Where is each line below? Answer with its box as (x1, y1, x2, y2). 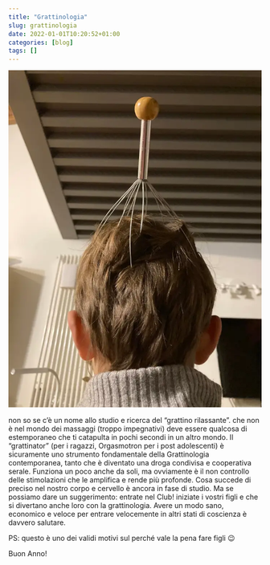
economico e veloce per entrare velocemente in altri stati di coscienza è (8, 509, 247, 518)
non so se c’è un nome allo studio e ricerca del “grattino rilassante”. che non (8, 415, 260, 425)
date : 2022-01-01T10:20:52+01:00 (8, 30, 121, 38)
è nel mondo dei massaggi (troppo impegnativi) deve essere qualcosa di (8, 424, 247, 433)
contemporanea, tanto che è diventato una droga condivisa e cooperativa (8, 457, 252, 467)
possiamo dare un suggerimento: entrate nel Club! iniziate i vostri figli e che (8, 492, 259, 502)
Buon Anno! (8, 548, 47, 558)
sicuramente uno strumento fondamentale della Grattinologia (8, 449, 210, 459)
